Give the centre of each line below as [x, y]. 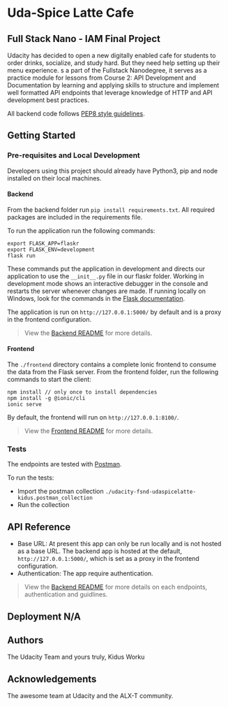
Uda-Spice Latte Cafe [71, 13]
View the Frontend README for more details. [89, 431]
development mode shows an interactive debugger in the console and [108, 283]
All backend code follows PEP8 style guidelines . [76, 114]
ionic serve [24, 405]
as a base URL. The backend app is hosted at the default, [100, 551]
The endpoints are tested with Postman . [64, 464]
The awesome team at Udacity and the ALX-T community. [90, 696]
